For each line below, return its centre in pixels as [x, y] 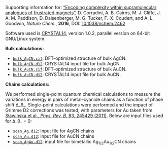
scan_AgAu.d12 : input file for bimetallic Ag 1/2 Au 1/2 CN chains [74, 142]
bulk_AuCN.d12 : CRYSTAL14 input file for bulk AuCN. [66, 74]
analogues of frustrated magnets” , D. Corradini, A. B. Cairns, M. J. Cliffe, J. [83, 13]
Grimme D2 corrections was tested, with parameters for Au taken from [79, 110]
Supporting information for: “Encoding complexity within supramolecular [81, 7]
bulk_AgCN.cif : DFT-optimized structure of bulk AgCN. [70, 58]
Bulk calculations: [25, 48]
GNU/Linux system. [25, 39]
